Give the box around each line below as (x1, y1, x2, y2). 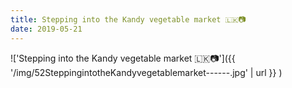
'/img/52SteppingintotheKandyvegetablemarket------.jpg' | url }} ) (10, 66, 283, 78)
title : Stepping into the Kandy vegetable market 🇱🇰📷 (10, 14, 247, 25)
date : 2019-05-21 (10, 24, 83, 34)
